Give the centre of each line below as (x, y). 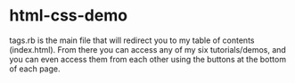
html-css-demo (68, 16)
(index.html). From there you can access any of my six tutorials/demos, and (148, 49)
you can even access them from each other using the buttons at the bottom (148, 59)
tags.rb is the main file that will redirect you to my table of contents (132, 40)
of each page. (35, 69)
